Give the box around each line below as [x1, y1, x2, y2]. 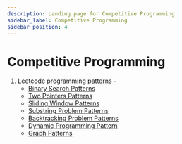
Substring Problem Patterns [28, 107, 109, 115]
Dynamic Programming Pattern [28, 122, 118, 130]
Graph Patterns [28, 129, 73, 138]
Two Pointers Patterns [28, 92, 93, 100]
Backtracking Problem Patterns [28, 114, 119, 123]
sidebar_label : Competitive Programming [7, 17, 128, 24]
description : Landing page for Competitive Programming [7, 10, 175, 18]
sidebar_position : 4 [7, 23, 68, 30]
